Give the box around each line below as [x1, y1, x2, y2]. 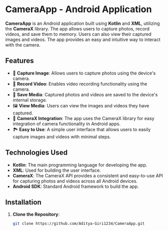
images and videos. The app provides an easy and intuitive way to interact [5, 36, 161, 43]
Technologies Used [5, 148, 68, 157]
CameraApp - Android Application [5, 4, 152, 15]
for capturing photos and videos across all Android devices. [12, 178, 138, 184]
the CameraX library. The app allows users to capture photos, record [5, 25, 150, 31]
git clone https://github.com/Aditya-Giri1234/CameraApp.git [12, 221, 145, 226]
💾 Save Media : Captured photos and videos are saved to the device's [12, 91, 158, 97]
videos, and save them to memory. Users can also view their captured [5, 31, 152, 37]
